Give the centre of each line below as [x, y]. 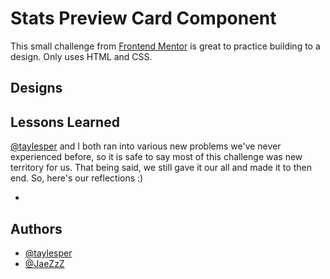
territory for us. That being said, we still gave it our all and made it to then [161, 168]
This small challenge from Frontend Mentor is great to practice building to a [165, 46]
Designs [36, 88]
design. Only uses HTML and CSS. [81, 56]
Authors [36, 228]
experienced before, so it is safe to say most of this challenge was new [156, 157]
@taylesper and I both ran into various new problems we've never [146, 146]
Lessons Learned [65, 122]
